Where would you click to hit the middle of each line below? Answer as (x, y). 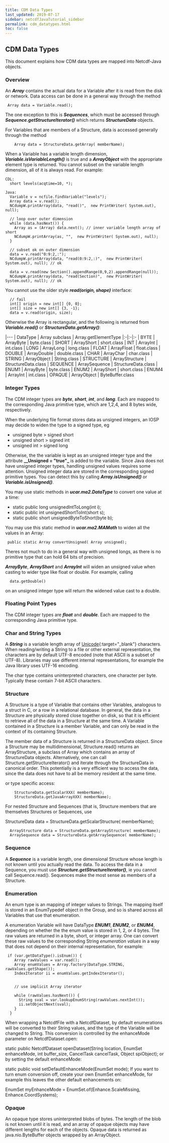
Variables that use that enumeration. (43, 915)
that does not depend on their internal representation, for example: (74, 947)
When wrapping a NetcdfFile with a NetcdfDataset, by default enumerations (84, 1023)
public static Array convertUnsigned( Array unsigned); (67, 542)
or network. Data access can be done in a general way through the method (83, 96)
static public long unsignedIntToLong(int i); (57, 507)
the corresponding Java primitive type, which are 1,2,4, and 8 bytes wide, (81, 404)
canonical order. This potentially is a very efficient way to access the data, (82, 768)
